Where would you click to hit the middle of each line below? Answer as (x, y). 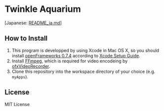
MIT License (17, 104)
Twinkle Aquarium (43, 9)
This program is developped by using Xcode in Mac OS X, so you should (85, 50)
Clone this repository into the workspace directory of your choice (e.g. (83, 71)
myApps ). (20, 77)
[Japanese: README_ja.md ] (33, 23)
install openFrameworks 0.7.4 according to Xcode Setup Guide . (76, 55)
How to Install (26, 38)
